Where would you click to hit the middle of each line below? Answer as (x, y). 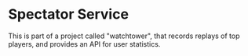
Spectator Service (69, 14)
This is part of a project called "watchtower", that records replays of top (124, 36)
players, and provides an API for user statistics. (84, 44)
